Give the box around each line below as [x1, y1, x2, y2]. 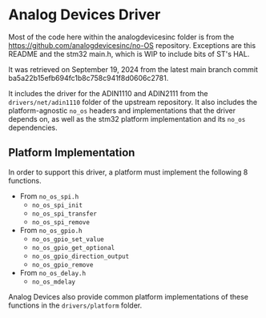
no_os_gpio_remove [31, 260, 94, 269]
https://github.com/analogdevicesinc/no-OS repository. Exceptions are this [8, 40, 256, 50]
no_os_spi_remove [31, 218, 91, 226]
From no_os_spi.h [19, 191, 79, 201]
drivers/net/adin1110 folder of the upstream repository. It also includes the [8, 97, 258, 107]
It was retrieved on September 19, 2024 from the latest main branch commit [8, 64, 258, 74]
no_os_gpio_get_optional [31, 244, 115, 252]
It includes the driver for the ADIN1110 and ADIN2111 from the [8, 88, 208, 98]
